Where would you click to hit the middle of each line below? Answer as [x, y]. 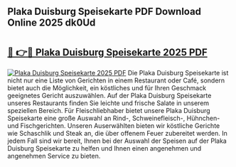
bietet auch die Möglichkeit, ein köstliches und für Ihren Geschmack [107, 88]
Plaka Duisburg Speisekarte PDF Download [104, 12]
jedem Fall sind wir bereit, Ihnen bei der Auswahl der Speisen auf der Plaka [117, 141]
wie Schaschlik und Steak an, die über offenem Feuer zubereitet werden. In [117, 133]
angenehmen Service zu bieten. [54, 156]
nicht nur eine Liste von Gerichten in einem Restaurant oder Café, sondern [116, 80]
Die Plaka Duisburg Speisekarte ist [178, 73]
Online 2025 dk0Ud [52, 23]
